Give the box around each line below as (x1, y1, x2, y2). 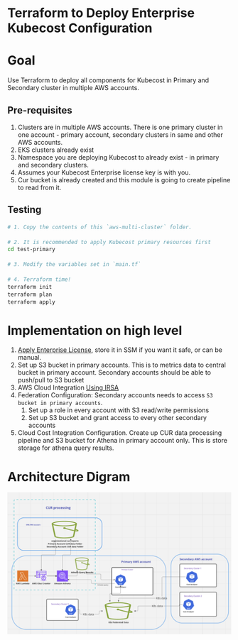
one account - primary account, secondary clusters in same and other (17, 130, 224, 139)
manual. (17, 353, 41, 362)
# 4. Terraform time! (7, 275, 72, 283)
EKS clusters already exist (17, 145, 94, 154)
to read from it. (17, 183, 62, 192)
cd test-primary (7, 246, 55, 253)
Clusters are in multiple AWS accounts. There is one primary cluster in (17, 123, 223, 131)
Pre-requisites (7, 104, 72, 116)
